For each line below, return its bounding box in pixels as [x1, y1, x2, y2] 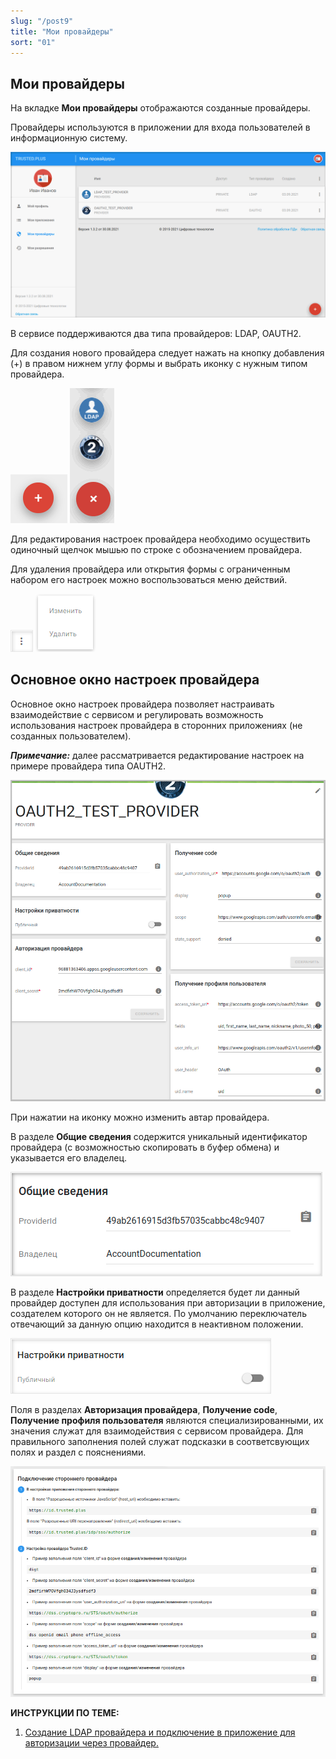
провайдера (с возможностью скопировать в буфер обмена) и [10, 1141, 280, 1153]
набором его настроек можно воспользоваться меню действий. [10, 573, 288, 585]
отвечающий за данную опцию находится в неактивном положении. [10, 1318, 304, 1330]
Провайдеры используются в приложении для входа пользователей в [10, 121, 311, 134]
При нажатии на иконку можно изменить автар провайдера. [10, 1111, 270, 1123]
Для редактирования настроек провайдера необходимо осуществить [10, 533, 311, 545]
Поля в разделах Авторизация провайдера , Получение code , [10, 1403, 278, 1415]
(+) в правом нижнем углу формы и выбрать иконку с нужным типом [10, 357, 308, 369]
